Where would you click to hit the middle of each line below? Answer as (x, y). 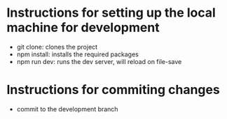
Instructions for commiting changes (113, 90)
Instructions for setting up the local (111, 13)
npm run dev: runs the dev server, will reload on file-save (99, 61)
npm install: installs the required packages (78, 54)
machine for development (83, 27)
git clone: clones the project (57, 47)
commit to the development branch (67, 109)
